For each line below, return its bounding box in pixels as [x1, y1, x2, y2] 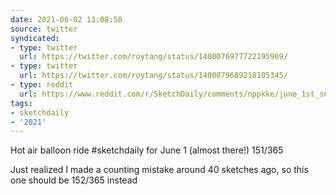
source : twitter [10, 24, 78, 34]
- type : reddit [10, 80, 74, 90]
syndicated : [10, 33, 60, 43]
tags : [10, 98, 33, 108]
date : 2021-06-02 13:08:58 [10, 14, 123, 25]
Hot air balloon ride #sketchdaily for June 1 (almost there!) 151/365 [10, 144, 284, 156]
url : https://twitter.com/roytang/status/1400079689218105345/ [19, 71, 288, 81]
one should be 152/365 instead [10, 174, 138, 186]
